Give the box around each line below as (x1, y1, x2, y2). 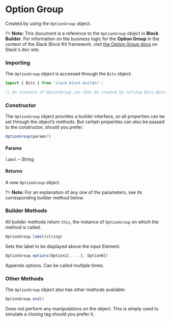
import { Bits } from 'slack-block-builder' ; (5, 80, 103, 86)
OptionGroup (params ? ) (5, 134, 51, 139)
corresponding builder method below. (5, 194, 84, 200)
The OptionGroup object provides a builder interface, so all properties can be (5, 113, 165, 120)
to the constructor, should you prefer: (5, 124, 84, 130)
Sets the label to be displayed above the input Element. (5, 243, 121, 249)
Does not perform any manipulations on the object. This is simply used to (5, 305, 159, 311)
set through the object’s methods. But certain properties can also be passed (5, 119, 165, 125)
